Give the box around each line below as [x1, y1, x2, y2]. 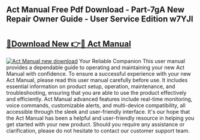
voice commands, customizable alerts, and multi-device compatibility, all [6, 102, 186, 109]
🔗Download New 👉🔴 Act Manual [6, 39, 132, 49]
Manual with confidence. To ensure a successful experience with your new [6, 70, 192, 77]
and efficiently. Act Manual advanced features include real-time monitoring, [6, 95, 193, 102]
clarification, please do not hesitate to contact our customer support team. [6, 127, 190, 134]
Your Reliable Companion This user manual [78, 58, 186, 64]
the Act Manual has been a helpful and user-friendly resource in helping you [6, 114, 195, 122]
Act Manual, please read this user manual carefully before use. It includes [6, 77, 188, 83]
